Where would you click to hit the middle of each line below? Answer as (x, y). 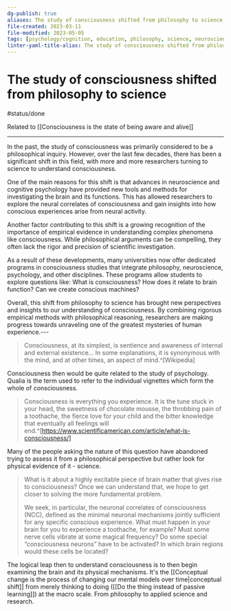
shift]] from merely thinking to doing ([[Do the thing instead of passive (106, 586)
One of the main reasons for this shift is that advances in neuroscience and (113, 182)
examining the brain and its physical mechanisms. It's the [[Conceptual (108, 572)
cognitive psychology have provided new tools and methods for (97, 189)
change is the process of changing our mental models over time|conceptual (114, 579)
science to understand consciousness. (62, 168)
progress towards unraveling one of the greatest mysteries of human (104, 324)
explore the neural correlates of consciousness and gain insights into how (112, 203)
